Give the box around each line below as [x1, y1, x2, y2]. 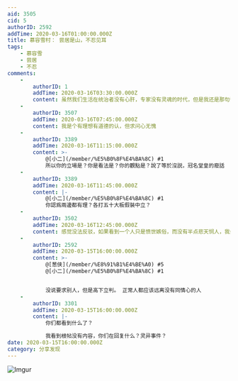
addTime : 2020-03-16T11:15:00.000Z [33, 143, 138, 150]
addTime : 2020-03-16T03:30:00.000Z [33, 89, 138, 96]
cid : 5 [7, 17, 27, 24]
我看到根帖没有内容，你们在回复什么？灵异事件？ [45, 333, 167, 340]
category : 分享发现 [7, 346, 61, 353]
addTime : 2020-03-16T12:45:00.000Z [33, 221, 138, 228]
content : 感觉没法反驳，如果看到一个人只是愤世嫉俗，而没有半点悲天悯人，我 [33, 228, 230, 235]
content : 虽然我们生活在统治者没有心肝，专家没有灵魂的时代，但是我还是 [33, 96, 220, 104]
